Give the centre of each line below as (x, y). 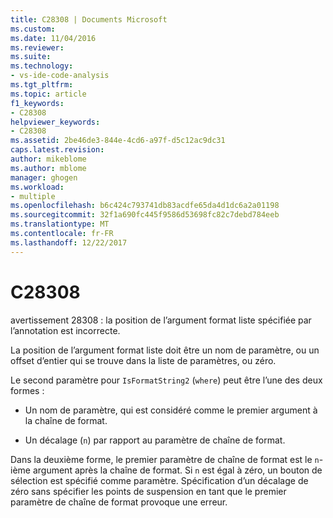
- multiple (33, 196)
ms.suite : (31, 57)
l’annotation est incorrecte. (65, 330)
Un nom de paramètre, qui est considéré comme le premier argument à (171, 410)
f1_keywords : (37, 103)
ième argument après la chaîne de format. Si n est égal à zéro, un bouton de (166, 470)
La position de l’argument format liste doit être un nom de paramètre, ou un (165, 350)
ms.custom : (33, 29)
